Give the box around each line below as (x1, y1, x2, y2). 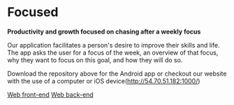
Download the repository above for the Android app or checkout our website (7, 69, 227, 78)
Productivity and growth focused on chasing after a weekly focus (7, 27, 201, 36)
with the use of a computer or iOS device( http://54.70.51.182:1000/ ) (7, 76, 200, 85)
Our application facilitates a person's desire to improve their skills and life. (7, 41, 220, 49)
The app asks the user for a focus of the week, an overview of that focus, (7, 48, 219, 57)
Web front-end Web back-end (7, 90, 94, 99)
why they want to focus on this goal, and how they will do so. (7, 55, 183, 64)
